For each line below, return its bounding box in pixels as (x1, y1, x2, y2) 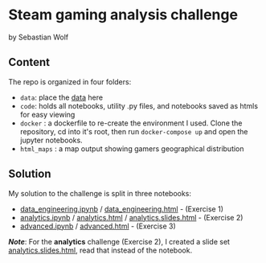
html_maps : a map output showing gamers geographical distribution (19, 143, 244, 154)
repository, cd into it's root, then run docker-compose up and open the (19, 126, 248, 136)
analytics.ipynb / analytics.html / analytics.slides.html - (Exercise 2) (19, 212, 243, 222)
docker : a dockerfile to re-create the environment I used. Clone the (19, 118, 243, 128)
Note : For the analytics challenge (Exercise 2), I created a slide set (8, 236, 231, 246)
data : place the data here (19, 92, 103, 102)
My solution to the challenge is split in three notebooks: (8, 188, 191, 198)
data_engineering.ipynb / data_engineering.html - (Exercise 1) (19, 203, 223, 214)
